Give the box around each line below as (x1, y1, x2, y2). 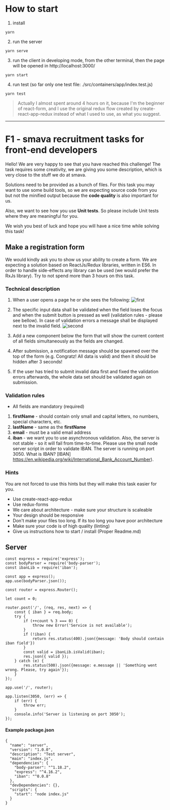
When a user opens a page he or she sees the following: (12, 296, 131, 302)
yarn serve (5, 48, 28, 53)
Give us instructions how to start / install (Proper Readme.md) (12, 528, 142, 534)
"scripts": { (10, 787, 37, 792)
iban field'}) (5, 640, 35, 646)
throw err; (23, 703, 47, 708)
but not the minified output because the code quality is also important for (5, 192, 159, 198)
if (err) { (14, 698, 37, 703)
